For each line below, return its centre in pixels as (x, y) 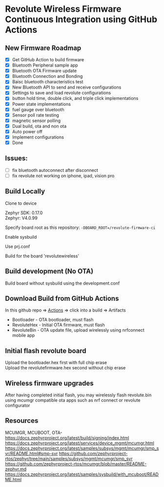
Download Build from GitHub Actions (62, 298)
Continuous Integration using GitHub (81, 19)
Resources (22, 421)
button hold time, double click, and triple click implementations (75, 98)
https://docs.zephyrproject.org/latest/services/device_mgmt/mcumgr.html (80, 443)
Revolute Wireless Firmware (63, 9)
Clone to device (21, 203)
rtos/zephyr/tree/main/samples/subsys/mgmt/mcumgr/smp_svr (69, 459)
